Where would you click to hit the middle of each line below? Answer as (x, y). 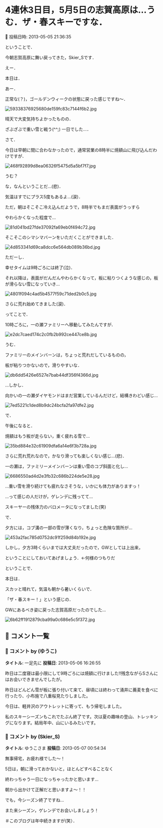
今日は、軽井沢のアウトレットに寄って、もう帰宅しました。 (65, 706)
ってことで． (18, 314)
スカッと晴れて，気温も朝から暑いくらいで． (50, 589)
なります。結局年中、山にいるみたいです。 (56, 722)
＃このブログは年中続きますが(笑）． (41, 821)
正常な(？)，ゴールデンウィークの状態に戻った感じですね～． (67, 99)
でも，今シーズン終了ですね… (35, 800)
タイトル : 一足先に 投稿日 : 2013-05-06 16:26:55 (53, 663)
